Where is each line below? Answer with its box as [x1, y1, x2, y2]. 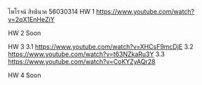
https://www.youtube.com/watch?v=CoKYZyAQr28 [8, 58, 156, 65]
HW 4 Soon [8, 71, 41, 79]
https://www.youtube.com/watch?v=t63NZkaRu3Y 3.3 [8, 50, 166, 58]
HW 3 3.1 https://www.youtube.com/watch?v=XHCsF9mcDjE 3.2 [8, 43, 194, 51]
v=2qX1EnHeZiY [8, 15, 55, 23]
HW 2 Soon [8, 29, 41, 37]
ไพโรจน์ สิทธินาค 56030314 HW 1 [8, 8, 95, 15]
